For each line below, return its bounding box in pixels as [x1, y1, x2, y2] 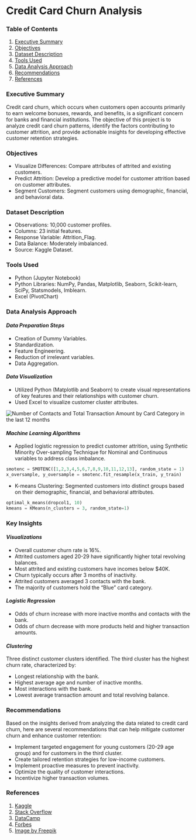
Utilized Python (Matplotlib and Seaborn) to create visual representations [14, 386, 191, 393]
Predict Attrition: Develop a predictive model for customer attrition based [14, 175, 190, 182]
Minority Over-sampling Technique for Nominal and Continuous [14, 449, 168, 456]
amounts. [14, 629, 37, 636]
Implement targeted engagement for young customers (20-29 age [14, 743, 174, 750]
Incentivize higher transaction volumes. [14, 774, 110, 782]
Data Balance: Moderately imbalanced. [14, 240, 108, 247]
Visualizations [6, 533, 42, 541]
